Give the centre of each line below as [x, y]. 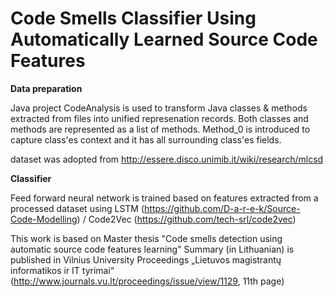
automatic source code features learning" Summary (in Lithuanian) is [152, 249]
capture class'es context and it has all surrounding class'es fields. [146, 139]
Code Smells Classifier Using [133, 18]
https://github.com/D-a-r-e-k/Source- [222, 208]
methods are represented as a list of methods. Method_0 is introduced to [160, 129]
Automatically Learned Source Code [164, 39]
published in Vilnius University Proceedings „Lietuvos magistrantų [146, 259]
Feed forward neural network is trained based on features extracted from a [164, 198]
